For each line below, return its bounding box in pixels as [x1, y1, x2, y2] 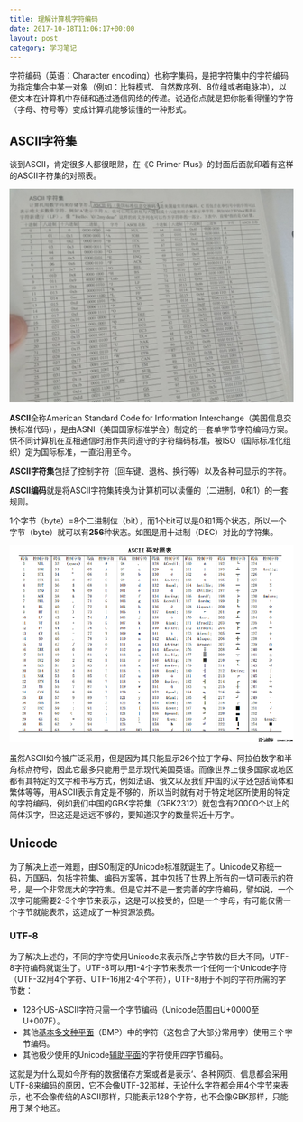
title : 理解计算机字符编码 [9, 14, 99, 24]
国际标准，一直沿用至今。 [40, 447, 136, 457]
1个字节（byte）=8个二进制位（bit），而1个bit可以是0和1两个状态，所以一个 [9, 515, 287, 526]
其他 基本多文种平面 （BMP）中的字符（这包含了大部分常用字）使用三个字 [22, 1027, 293, 1038]
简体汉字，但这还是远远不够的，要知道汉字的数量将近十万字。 [9, 809, 239, 820]
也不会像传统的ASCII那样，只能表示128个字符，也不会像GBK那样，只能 [24, 1091, 289, 1102]
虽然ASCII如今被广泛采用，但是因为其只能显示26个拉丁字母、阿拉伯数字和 [9, 753, 285, 764]
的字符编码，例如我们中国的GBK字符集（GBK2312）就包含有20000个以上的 [9, 798, 290, 809]
